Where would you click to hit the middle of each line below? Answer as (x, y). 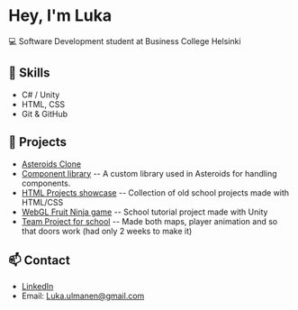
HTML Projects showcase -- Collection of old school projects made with (155, 192)
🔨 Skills (29, 73)
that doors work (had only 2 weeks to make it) (107, 231)
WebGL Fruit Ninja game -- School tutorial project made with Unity (144, 212)
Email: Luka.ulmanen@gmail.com (83, 296)
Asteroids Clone (51, 164)
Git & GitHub (45, 114)
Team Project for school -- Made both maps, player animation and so (149, 221)
